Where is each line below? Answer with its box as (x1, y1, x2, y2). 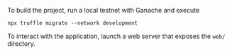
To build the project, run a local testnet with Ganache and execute (7, 6, 200, 14)
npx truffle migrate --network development (7, 20, 138, 27)
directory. (7, 39, 35, 48)
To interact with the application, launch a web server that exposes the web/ (7, 32, 226, 40)
